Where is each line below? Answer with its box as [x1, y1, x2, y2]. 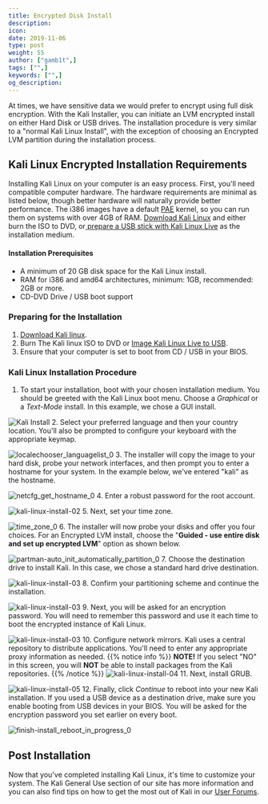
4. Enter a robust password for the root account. [96, 491, 256, 501]
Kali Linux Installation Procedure [8, 366, 138, 378]
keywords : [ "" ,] [8, 71, 62, 79]
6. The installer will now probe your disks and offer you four [58, 522, 256, 532]
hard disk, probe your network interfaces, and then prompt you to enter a [8, 458, 250, 468]
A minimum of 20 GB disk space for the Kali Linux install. [19, 266, 206, 276]
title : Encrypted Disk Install [8, 11, 113, 20]
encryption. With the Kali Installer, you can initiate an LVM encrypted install [8, 109, 255, 118]
